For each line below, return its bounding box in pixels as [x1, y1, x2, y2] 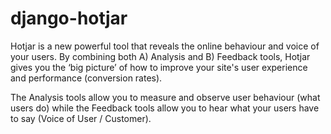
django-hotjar [10, 7, 128, 30]
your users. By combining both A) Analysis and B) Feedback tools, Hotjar [10, 50, 311, 62]
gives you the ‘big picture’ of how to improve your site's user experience [10, 61, 308, 73]
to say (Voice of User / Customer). [10, 112, 152, 124]
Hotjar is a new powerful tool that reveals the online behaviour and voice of [10, 40, 320, 52]
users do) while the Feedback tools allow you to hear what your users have [10, 102, 320, 114]
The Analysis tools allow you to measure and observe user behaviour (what [10, 91, 321, 103]
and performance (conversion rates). [10, 72, 163, 84]
